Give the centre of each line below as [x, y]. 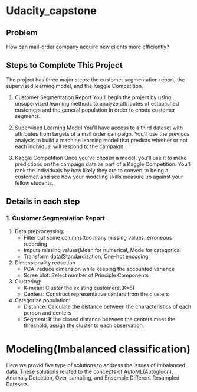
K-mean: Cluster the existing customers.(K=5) [79, 288]
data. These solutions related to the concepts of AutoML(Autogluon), [90, 372]
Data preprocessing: [40, 231]
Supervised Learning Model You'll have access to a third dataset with [99, 128]
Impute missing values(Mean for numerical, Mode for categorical [102, 250]
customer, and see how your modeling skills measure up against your [99, 177]
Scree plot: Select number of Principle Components [86, 275]
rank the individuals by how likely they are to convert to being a [91, 170]
